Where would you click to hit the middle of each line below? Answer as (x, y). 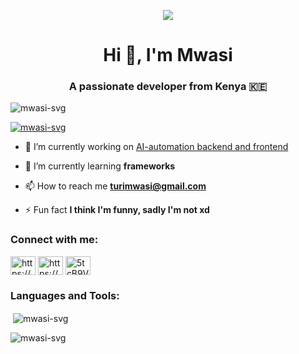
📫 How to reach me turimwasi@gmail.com (115, 186)
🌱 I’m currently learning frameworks (100, 166)
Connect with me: (54, 240)
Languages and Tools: (65, 295)
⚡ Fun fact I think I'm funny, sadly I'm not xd (117, 210)
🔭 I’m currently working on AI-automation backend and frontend (156, 147)
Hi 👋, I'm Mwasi (168, 55)
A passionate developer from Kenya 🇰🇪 (168, 87)
